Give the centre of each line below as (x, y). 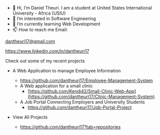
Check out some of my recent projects (45, 61)
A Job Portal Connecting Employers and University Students (82, 102)
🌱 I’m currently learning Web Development (56, 24)
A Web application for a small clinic (56, 86)
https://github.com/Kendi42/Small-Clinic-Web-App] (83, 91)
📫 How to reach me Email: (40, 30)
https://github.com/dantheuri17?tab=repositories (70, 127)
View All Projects (30, 117)
